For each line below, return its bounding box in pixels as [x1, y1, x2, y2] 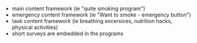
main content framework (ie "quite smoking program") [11, 5, 146, 12]
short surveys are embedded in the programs [11, 30, 124, 37]
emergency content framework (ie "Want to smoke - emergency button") [11, 11, 192, 18]
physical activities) [11, 24, 59, 31]
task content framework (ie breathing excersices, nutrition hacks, [11, 18, 173, 24]
